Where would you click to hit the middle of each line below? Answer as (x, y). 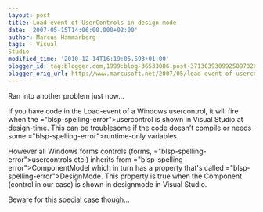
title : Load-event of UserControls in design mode (92, 23)
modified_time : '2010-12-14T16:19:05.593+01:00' (89, 59)
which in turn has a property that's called (158, 167)
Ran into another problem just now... (67, 95)
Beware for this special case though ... (69, 199)
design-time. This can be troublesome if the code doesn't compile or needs (130, 128)
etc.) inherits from (103, 159)
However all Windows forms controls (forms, (80, 151)
